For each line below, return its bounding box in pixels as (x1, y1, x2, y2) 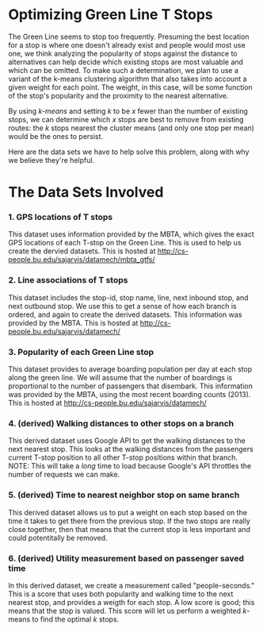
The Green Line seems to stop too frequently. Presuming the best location (8, 32, 250, 41)
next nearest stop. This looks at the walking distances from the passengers (8, 445, 253, 454)
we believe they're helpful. (8, 155, 95, 164)
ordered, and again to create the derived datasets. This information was (8, 310, 242, 319)
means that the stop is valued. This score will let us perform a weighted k (8, 606, 247, 615)
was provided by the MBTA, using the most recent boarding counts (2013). (8, 390, 251, 399)
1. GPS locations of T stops (8, 212, 113, 223)
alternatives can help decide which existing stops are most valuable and (8, 57, 244, 67)
